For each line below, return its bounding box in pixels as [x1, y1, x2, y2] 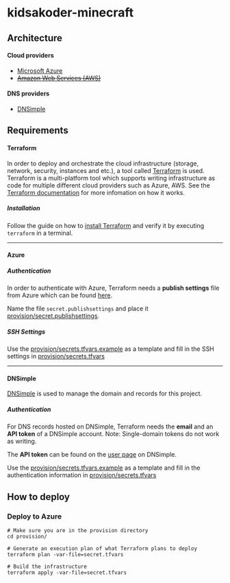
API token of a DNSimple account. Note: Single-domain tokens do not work [7, 430, 220, 438]
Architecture [7, 32, 63, 44]
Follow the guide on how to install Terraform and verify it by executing [7, 221, 205, 229]
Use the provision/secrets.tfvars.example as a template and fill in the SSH [7, 345, 214, 353]
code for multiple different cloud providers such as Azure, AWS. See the [7, 181, 210, 190]
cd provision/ [7, 533, 48, 540]
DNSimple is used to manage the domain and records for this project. [7, 389, 203, 398]
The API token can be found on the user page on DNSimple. [7, 450, 177, 459]
